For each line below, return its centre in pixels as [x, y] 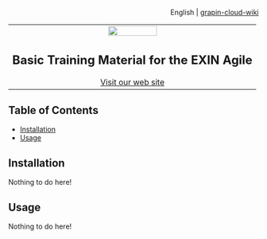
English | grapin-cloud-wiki [215, 12]
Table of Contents [54, 110]
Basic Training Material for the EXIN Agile [132, 60]
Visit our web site [133, 82]
